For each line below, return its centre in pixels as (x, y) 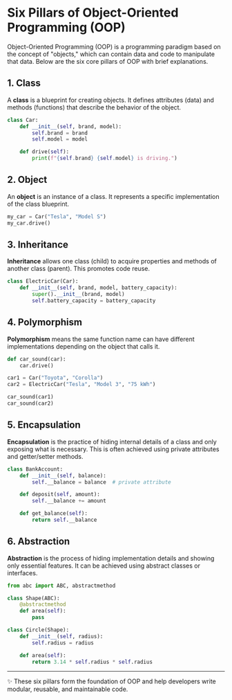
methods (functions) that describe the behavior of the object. (94, 107)
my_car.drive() (29, 223)
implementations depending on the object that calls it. (84, 346)
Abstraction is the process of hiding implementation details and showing (111, 558)
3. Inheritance (38, 244)
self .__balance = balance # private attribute (101, 482)
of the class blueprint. (38, 204)
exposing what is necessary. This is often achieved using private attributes (113, 449)
